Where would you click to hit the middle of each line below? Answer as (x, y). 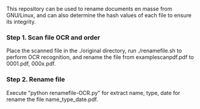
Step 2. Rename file (36, 80)
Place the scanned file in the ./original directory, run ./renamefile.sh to (94, 51)
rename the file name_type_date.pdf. (52, 99)
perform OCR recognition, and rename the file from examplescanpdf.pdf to (100, 57)
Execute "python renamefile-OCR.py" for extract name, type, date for (93, 93)
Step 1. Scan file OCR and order (53, 37)
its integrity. (21, 22)
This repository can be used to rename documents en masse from (89, 9)
